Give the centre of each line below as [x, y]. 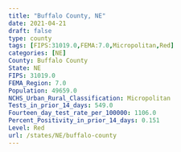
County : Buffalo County [48, 61]
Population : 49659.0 [43, 90]
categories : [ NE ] [37, 53]
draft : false [30, 31]
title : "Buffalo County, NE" [57, 16]
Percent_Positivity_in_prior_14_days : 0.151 [84, 121]
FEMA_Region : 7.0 [37, 83]
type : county [30, 38]
